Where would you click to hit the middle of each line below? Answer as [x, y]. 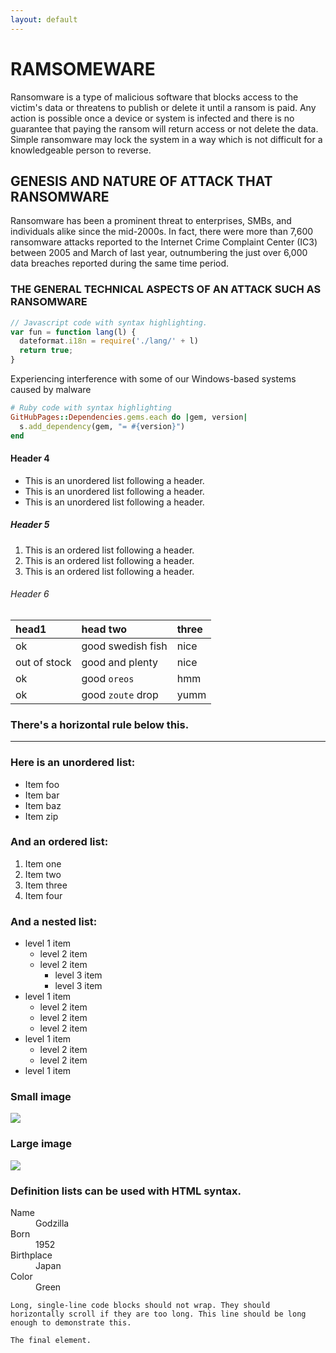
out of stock [43, 662]
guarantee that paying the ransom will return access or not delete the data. [164, 128]
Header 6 [30, 594]
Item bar [42, 795]
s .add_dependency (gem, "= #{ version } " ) [102, 426]
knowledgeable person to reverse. [81, 150]
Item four [43, 895]
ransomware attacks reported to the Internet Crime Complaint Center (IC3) [164, 242]
